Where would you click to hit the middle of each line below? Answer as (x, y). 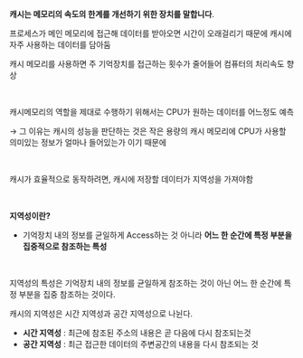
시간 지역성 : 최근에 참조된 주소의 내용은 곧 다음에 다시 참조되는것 (137, 333)
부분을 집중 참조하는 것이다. (67, 294)
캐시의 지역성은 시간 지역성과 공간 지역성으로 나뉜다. (101, 314)
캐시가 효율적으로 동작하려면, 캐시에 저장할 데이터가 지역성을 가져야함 (131, 179)
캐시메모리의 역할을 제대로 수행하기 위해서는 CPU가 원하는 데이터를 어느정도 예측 (151, 112)
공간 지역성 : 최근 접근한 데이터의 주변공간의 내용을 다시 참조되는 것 (141, 344)
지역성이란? (30, 216)
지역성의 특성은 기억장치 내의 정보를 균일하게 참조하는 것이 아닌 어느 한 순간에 (146, 283)
